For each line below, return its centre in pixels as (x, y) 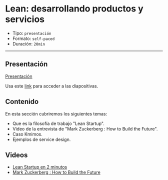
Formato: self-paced (33, 38)
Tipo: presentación (32, 33)
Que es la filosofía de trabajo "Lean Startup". (58, 123)
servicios (25, 19)
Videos (16, 155)
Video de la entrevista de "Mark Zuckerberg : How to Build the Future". (85, 128)
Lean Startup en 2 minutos (40, 167)
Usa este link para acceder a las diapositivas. (52, 86)
